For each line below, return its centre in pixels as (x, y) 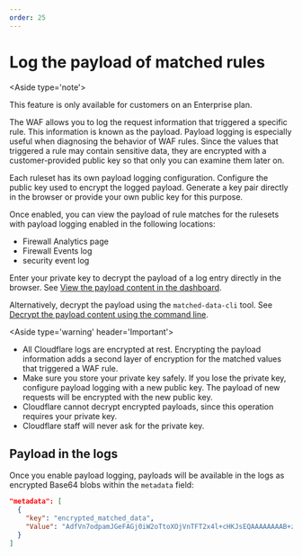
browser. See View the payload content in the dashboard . (115, 287)
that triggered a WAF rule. (70, 368)
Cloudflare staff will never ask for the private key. (113, 426)
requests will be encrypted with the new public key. (117, 397)
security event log (56, 260)
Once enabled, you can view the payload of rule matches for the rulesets (144, 214)
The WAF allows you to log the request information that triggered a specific (148, 121)
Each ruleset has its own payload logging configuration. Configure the (139, 177)
